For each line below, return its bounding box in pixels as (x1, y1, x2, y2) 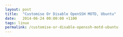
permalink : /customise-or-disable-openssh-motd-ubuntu (5, 25, 119, 30)
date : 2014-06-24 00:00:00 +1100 (5, 16, 77, 21)
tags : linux (5, 20, 29, 25)
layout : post (5, 7, 32, 12)
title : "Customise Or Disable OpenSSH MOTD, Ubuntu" (5, 12, 117, 16)
